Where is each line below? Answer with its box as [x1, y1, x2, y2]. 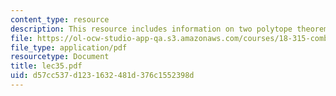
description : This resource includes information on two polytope [10, 24, 293, 34]
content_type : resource [10, 14, 110, 25]
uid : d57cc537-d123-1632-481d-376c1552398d [10, 71, 195, 81]
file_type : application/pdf [10, 42, 128, 53]
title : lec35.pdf [10, 61, 83, 71]
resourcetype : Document [10, 52, 110, 62]
